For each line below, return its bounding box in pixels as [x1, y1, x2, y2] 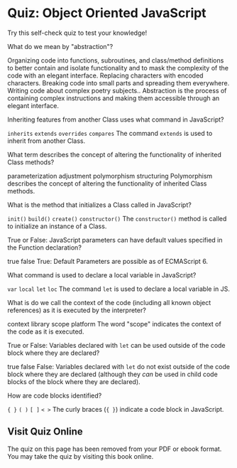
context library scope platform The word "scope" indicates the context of [7, 319, 221, 328]
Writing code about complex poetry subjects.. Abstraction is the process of [7, 86, 227, 95]
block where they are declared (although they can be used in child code [7, 370, 218, 378]
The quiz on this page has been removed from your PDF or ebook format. [7, 445, 222, 453]
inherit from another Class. [7, 137, 86, 145]
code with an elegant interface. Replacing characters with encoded [7, 71, 204, 80]
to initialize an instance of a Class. [7, 222, 107, 230]
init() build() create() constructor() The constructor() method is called [7, 214, 227, 223]
